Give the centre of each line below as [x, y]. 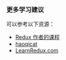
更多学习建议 [25, 9]
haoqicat [26, 44]
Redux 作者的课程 [37, 37]
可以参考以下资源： [31, 24]
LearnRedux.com [37, 51]
